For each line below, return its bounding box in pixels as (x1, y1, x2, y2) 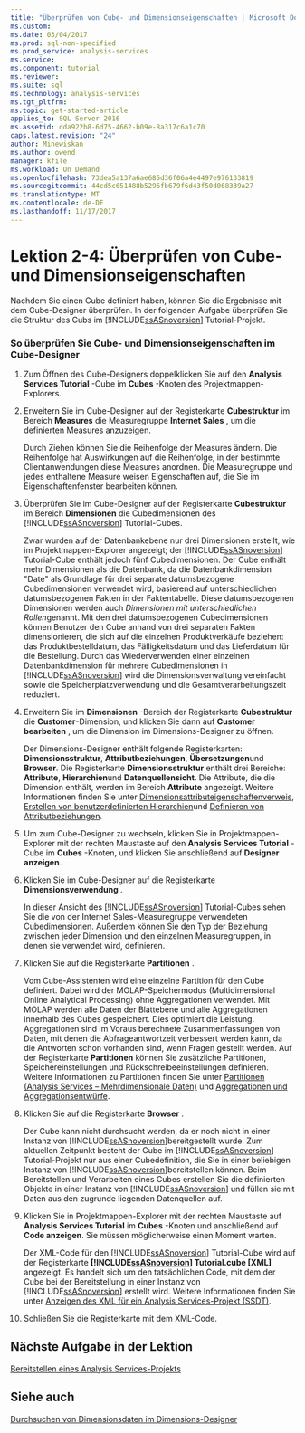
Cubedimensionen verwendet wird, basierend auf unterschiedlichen (23, 583, 277, 594)
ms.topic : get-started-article (10, 106, 129, 115)
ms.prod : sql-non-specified (10, 38, 117, 48)
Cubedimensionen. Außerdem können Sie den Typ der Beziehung (23, 921, 268, 931)
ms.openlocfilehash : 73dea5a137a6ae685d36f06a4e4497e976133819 (10, 173, 254, 182)
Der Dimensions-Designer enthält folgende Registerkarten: (23, 743, 243, 754)
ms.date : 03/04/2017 (10, 30, 89, 39)
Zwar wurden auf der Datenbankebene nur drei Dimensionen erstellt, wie (23, 535, 296, 546)
